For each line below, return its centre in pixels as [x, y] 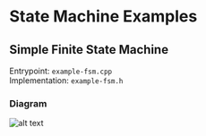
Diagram [28, 103]
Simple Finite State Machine [89, 50]
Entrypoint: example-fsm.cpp [61, 71]
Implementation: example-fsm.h [66, 81]
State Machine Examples [103, 17]
